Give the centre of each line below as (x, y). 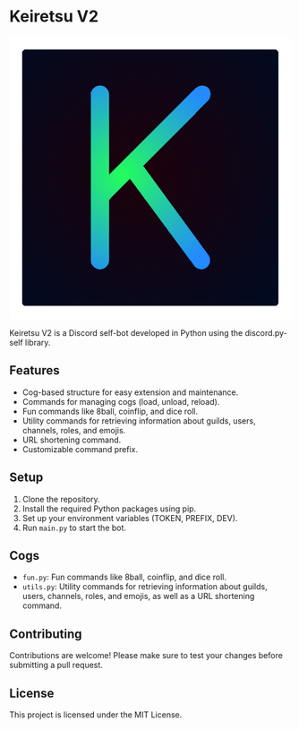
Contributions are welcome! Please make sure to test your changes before (146, 656)
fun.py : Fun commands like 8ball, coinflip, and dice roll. (124, 577)
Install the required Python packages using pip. (109, 509)
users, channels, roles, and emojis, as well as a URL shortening (138, 596)
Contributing (46, 634)
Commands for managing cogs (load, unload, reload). (121, 401)
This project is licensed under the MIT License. (96, 715)
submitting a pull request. (56, 665)
